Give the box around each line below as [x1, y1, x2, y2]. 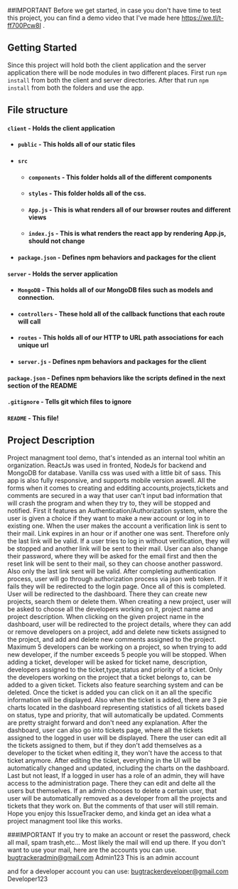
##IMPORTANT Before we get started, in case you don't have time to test [7, 6, 222, 14]
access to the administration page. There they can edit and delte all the [7, 779, 216, 787]
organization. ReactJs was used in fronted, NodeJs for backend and [7, 461, 207, 469]
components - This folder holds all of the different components [28, 172, 212, 181]
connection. [17, 293, 55, 302]
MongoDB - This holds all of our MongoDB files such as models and [17, 286, 213, 294]
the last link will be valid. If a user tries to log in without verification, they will [7, 536, 230, 545]
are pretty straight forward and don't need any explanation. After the [7, 718, 207, 727]
